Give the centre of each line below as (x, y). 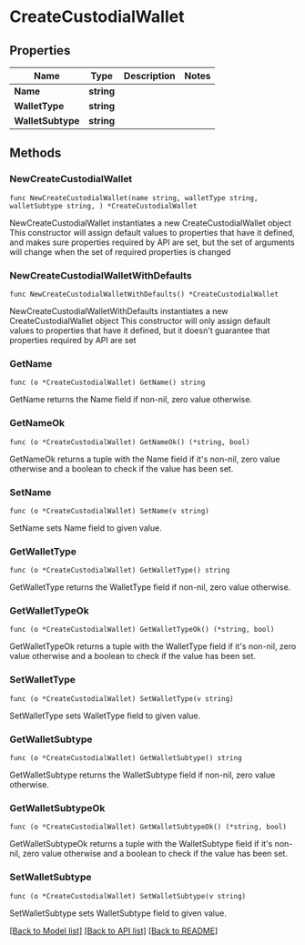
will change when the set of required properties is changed (120, 251)
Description (149, 76)
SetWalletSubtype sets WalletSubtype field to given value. (118, 913)
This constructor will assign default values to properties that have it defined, (152, 232)
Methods (36, 153)
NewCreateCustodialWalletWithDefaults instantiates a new (119, 310)
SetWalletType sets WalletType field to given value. (105, 716)
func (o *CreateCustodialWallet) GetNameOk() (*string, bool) (130, 442)
